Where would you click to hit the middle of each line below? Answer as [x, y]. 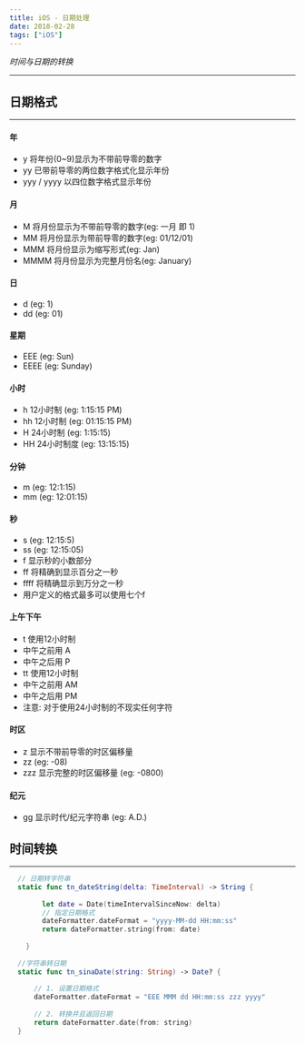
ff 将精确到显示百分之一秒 [70, 572]
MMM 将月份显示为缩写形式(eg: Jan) [91, 249]
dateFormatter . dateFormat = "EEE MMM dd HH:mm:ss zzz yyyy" [149, 998]
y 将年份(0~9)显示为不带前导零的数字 [92, 159]
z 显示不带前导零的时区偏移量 [78, 752]
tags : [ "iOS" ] [36, 35]
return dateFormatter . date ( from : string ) [113, 1022]
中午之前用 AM [50, 684]
